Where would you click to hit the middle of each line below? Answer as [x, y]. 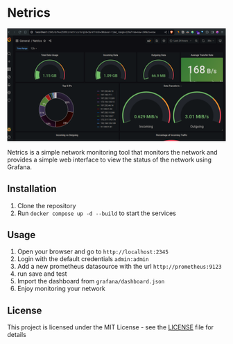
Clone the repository [46, 205]
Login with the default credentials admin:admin [83, 259]
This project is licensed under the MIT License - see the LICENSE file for [110, 327]
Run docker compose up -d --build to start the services [97, 213]
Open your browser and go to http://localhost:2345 [93, 251]
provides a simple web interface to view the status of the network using [110, 159]
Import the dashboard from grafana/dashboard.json [91, 281]
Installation [32, 189]
